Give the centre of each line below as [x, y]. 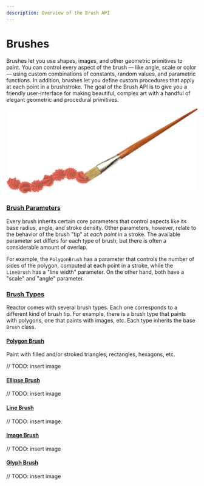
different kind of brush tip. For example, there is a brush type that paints [96, 314]
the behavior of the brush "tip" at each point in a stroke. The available [93, 234]
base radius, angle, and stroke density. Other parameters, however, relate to [101, 227]
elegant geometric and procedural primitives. [63, 99]
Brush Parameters [33, 208]
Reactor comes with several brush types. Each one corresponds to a [92, 307]
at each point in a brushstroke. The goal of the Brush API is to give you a [97, 87]
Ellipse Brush [23, 380]
